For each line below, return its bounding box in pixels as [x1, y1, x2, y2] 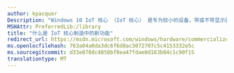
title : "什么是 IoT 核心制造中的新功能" [7, 29, 114, 37]
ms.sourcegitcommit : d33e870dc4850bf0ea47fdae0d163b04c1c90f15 [7, 49, 195, 56]
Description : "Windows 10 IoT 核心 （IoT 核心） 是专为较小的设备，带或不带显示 [7, 17, 226, 24]
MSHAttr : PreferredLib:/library [7, 23, 101, 30]
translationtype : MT [7, 56, 68, 63]
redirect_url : [7, 36, 49, 43]
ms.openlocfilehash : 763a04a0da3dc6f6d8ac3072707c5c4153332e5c [7, 42, 195, 49]
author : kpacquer [7, 10, 58, 17]
